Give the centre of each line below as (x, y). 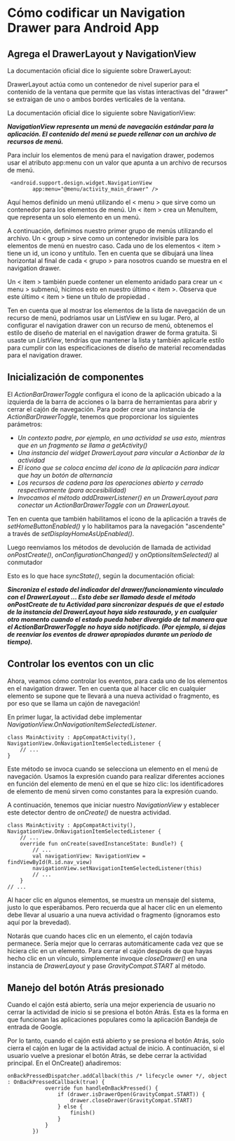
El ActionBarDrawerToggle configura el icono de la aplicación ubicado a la (115, 394)
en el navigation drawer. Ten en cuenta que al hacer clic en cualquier (107, 688)
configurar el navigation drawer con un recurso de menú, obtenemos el (110, 325)
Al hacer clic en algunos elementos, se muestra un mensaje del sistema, (112, 900)
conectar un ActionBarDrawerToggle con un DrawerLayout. (104, 505)
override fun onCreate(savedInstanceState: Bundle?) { (102, 843)
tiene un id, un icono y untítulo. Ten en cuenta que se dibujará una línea (110, 253)
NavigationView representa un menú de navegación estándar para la (110, 127)
